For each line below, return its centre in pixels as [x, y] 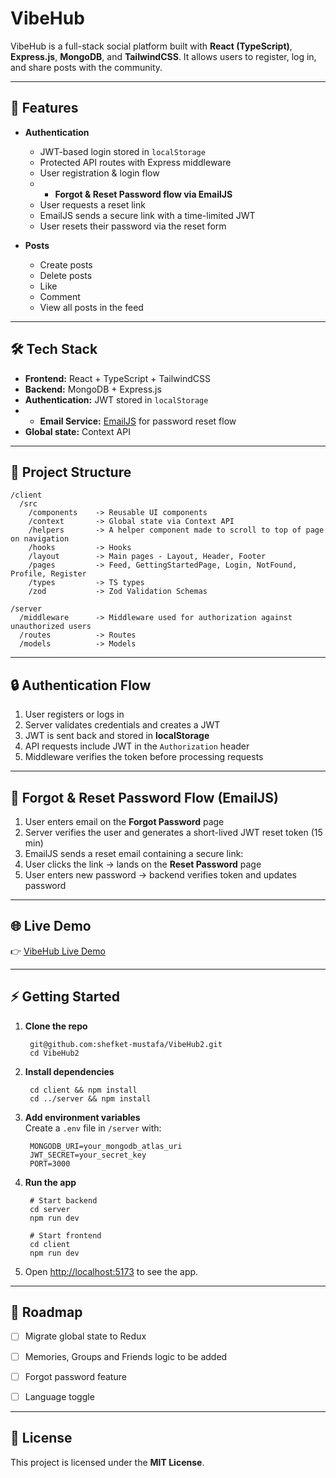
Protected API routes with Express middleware [135, 162]
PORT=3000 [50, 1163]
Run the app [50, 1182]
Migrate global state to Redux [85, 1336]
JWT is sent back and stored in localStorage [117, 736]
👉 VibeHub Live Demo [58, 951]
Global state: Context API [77, 431]
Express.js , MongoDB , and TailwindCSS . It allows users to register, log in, [163, 56]
